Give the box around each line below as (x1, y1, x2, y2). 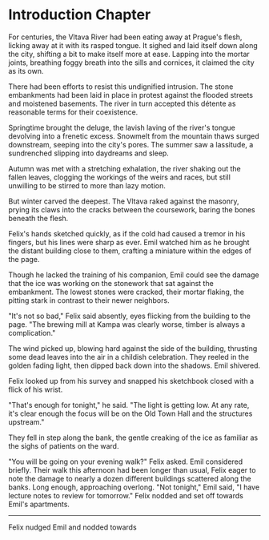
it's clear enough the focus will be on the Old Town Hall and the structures (8, 409, 253, 418)
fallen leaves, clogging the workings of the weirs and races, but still (8, 172, 231, 182)
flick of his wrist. (8, 385, 63, 394)
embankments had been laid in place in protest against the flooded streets (8, 90, 254, 99)
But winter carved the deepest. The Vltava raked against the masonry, (8, 196, 239, 206)
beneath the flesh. (8, 213, 69, 223)
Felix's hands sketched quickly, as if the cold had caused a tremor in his (8, 228, 246, 238)
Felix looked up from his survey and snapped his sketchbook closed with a (8, 376, 255, 385)
